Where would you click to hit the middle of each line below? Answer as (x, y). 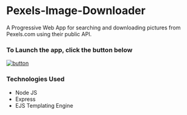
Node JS (26, 92)
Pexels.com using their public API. (49, 34)
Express (25, 99)
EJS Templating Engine (44, 105)
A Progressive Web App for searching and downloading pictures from (94, 28)
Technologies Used (36, 79)
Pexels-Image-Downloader (76, 11)
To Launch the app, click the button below (69, 50)
